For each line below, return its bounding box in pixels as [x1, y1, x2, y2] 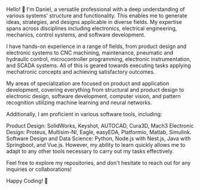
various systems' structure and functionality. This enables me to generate [6, 12, 187, 19]
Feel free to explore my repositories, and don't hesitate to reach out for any [6, 159, 191, 166]
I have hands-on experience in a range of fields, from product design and [6, 43, 187, 50]
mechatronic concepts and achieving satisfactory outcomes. [6, 68, 155, 75]
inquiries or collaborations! [6, 165, 72, 173]
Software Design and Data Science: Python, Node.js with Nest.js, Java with [6, 135, 191, 142]
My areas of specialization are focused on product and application [6, 80, 170, 87]
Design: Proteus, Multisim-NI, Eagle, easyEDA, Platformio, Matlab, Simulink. [6, 129, 192, 135]
